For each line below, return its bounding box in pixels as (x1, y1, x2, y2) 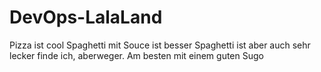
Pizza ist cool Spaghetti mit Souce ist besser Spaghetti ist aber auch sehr (9, 39, 311, 51)
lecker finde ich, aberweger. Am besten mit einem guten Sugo (9, 49, 264, 61)
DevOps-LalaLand (9, 6, 163, 29)
